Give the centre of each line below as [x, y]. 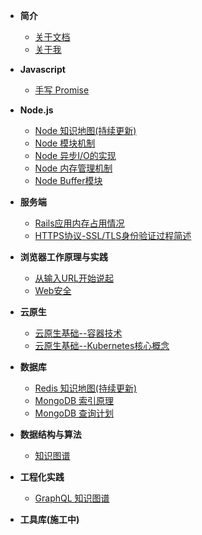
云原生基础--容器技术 [78, 333]
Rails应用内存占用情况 [79, 223]
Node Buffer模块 [68, 180]
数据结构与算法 [50, 434]
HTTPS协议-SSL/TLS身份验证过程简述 [113, 235]
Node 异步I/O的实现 [75, 155]
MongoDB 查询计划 [74, 413]
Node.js [36, 110]
